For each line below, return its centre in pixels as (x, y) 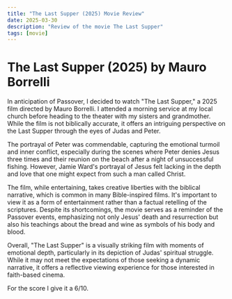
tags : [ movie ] (28, 33)
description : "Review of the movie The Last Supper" (85, 26)
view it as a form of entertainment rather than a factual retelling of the (107, 202)
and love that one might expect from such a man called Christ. (96, 174)
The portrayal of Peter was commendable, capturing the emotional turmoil (114, 145)
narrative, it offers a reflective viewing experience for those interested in (111, 268)
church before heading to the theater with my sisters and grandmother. (109, 116)
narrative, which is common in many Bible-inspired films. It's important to (112, 195)
